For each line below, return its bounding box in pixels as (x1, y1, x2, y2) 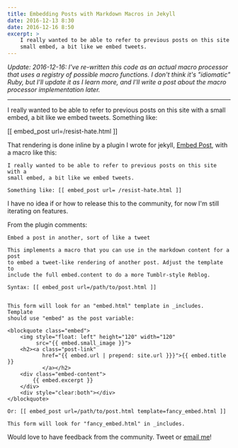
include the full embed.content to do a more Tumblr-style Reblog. (7, 271, 211, 279)
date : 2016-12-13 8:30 (7, 17, 74, 24)
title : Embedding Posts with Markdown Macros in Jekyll (7, 10, 176, 18)
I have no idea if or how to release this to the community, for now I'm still (7, 199, 220, 208)
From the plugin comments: (7, 220, 88, 229)
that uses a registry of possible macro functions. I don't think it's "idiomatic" (7, 70, 231, 79)
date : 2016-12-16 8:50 (7, 23, 74, 30)
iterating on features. (7, 207, 69, 215)
